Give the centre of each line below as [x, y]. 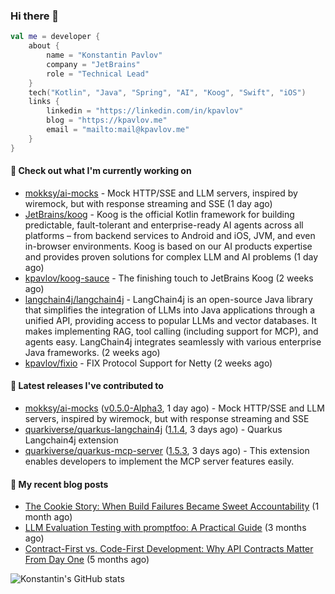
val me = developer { [55, 37]
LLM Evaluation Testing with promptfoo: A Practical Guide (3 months [165, 528]
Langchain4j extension [71, 440]
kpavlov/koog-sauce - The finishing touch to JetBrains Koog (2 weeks [169, 278]
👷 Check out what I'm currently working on [101, 171]
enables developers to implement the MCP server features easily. [159, 461]
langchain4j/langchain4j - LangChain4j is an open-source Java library [168, 299]
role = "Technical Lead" [98, 74]
